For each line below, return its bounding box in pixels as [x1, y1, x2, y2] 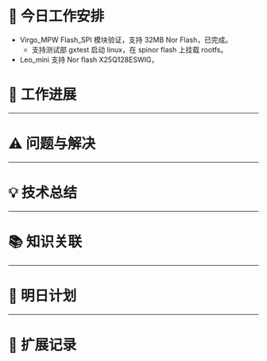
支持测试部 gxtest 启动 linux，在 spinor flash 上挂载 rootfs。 [31, 44, 228, 54]
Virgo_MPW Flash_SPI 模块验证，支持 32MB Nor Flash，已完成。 [19, 35, 233, 44]
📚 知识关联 [8, 232, 83, 251]
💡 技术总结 [8, 184, 78, 202]
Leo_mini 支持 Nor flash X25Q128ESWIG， [19, 55, 159, 64]
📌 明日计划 [8, 286, 77, 305]
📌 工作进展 [8, 86, 77, 104]
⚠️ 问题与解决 [8, 135, 96, 153]
